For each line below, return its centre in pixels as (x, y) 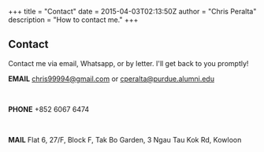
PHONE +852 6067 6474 (49, 109)
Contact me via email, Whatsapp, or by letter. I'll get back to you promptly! (128, 63)
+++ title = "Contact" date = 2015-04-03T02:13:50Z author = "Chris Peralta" (132, 11)
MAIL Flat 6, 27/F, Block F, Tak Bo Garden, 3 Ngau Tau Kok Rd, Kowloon (125, 139)
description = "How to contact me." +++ (73, 20)
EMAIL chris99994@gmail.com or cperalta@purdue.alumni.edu (112, 79)
